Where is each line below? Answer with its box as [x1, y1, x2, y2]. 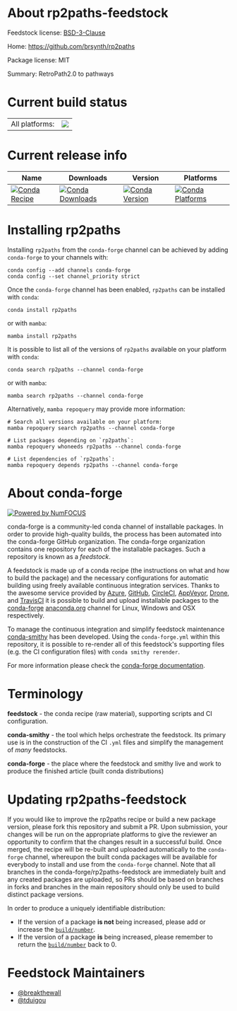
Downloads [68, 173, 108, 183]
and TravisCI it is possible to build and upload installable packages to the [7, 596, 219, 604]
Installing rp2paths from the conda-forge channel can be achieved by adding [7, 245, 229, 254]
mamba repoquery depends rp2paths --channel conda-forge [7, 461, 178, 468]
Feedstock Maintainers [7, 964, 145, 981]
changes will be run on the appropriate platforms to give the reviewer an [7, 830, 217, 838]
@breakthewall [17, 988, 61, 997]
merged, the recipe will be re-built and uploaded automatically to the [7, 845, 207, 853]
